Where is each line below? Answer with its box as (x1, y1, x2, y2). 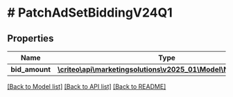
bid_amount (10, 64, 51, 74)
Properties (7, 33, 54, 44)
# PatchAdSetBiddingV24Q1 (7, 5, 173, 21)
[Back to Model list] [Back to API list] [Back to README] (7, 82, 166, 91)
